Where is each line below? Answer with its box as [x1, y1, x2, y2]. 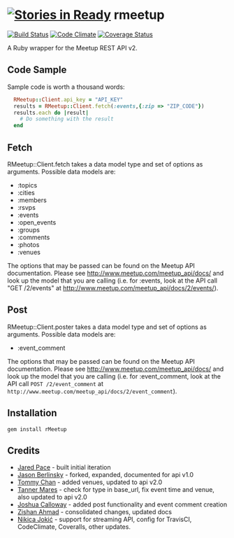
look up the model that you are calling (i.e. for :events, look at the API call [7, 276, 218, 285]
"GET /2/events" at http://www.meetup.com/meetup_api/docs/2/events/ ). [7, 283, 219, 292]
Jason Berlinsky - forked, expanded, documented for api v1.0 [17, 471, 194, 479]
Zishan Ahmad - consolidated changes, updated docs [17, 508, 173, 516]
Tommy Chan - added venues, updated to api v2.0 [17, 478, 163, 486]
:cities [17, 188, 35, 197]
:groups [17, 225, 41, 234]
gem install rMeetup [7, 425, 68, 433]
